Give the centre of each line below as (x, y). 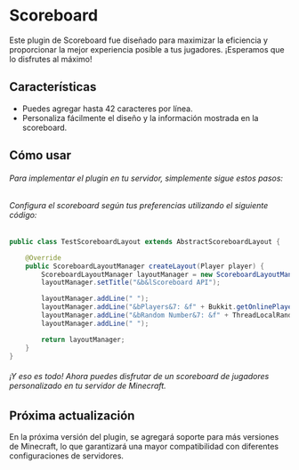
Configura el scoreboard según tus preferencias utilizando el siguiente (139, 206)
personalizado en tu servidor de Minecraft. (88, 386)
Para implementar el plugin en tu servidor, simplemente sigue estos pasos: (146, 178)
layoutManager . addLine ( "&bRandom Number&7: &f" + (135, 316)
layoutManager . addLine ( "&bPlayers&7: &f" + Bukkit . (139, 307)
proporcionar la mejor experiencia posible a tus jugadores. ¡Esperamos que (147, 49)
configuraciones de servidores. (67, 456)
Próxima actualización (72, 415)
